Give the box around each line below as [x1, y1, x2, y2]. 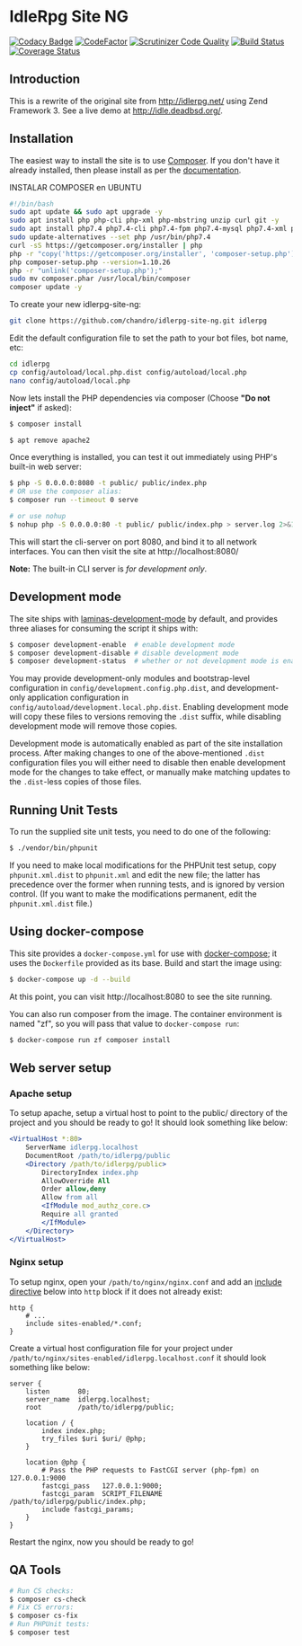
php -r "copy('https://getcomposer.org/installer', [9, 249, 207, 258]
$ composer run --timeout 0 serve [9, 496, 139, 505]
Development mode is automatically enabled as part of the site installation [9, 739, 283, 749]
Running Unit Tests [9, 802, 119, 818]
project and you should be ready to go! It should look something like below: [9, 1117, 288, 1128]
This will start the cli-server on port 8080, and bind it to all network [9, 536, 258, 547]
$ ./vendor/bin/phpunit [9, 844, 99, 853]
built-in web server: [9, 461, 83, 473]
